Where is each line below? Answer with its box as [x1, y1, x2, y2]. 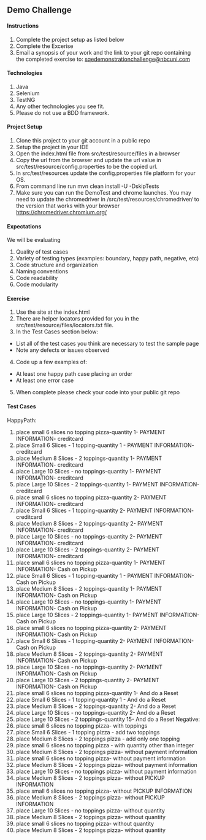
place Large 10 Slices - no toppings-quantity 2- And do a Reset [15, 709, 175, 716]
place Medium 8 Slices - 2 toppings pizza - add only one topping [15, 735, 180, 742]
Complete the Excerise [15, 42, 74, 50]
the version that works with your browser [15, 202, 120, 209]
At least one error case [15, 377, 74, 384]
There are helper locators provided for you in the [15, 315, 139, 322]
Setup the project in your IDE [15, 144, 89, 150]
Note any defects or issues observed [15, 346, 110, 354]
